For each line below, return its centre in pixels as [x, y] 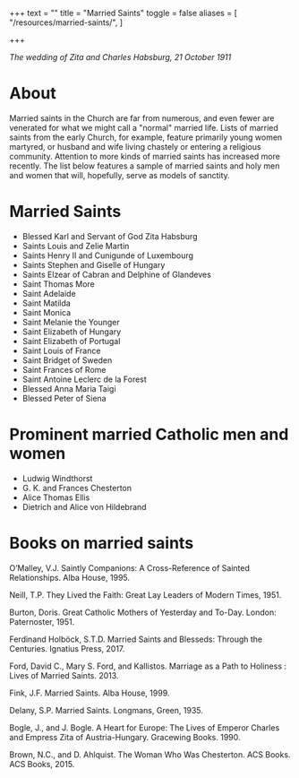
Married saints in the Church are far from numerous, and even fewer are [142, 118]
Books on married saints [102, 543]
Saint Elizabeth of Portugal [71, 341]
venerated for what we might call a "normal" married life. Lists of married [144, 127]
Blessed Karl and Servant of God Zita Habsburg [110, 236]
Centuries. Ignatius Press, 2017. [67, 648]
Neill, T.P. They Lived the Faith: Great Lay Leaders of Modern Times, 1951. [145, 594]
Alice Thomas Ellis [56, 497]
